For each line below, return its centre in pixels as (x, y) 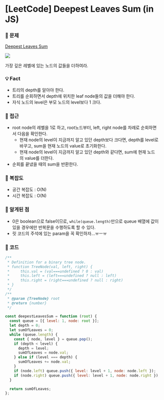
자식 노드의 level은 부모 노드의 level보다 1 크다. (57, 102)
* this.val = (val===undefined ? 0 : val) (55, 271)
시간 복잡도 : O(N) (29, 196)
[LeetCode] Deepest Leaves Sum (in (79, 9)
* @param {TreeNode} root (33, 298)
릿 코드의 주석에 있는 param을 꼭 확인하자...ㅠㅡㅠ (60, 233)
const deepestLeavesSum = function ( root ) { (51, 316)
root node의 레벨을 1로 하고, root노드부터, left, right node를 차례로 (76, 127)
